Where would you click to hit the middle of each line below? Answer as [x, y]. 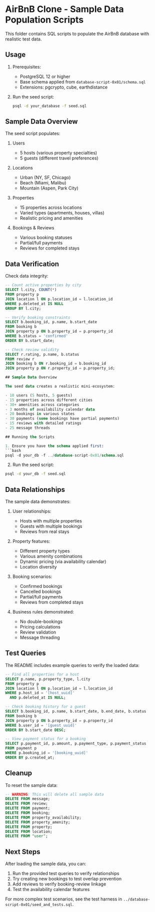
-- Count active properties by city [43, 285]
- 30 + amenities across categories [42, 404]
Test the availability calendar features [51, 889]
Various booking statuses [46, 237]
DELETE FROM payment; [28, 808]
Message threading [40, 637]
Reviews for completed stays [50, 248]
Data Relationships [35, 489]
